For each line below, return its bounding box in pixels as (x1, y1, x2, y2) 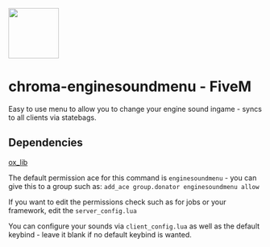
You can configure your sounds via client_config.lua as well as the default (8, 221, 260, 231)
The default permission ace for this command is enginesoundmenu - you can (8, 173, 257, 183)
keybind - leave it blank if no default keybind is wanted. (8, 229, 192, 239)
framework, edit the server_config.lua (8, 205, 137, 215)
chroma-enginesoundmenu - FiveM (8, 77, 252, 96)
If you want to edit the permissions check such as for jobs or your (8, 197, 226, 207)
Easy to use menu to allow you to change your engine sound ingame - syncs (8, 104, 262, 113)
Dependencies (8, 136, 83, 150)
